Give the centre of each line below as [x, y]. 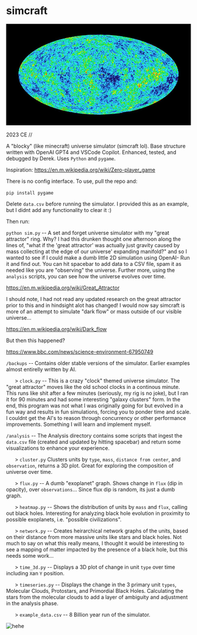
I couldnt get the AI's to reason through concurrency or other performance [96, 418]
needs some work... [30, 555]
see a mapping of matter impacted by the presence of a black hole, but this [97, 549]
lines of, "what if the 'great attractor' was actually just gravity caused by [93, 245]
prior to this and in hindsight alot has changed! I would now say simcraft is [96, 305]
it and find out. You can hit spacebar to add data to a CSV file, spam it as [94, 264]
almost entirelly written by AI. [41, 369]
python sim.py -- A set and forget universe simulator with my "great [88, 233]
